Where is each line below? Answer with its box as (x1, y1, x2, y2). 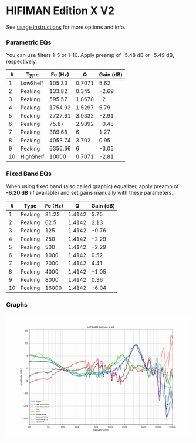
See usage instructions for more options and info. (6, 24, 126, 31)
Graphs (6, 301, 28, 309)
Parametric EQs (6, 38, 52, 46)
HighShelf (20, 153, 45, 160)
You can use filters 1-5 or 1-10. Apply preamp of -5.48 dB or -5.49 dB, (6, 52, 174, 59)
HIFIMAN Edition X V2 (6, 4, 115, 18)
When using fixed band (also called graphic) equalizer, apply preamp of (6, 183, 179, 190)
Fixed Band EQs (6, 169, 52, 178)
